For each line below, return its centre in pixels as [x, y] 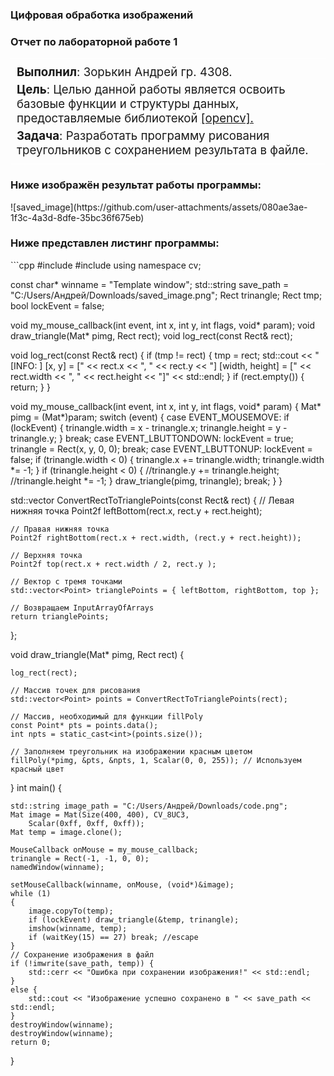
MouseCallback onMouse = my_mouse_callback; [104, 849]
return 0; [31, 1042]
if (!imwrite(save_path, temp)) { [82, 963]
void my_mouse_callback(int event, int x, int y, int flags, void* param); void [163, 325]
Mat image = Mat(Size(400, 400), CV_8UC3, [100, 814]
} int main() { [36, 787]
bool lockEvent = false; [57, 305]
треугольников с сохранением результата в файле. [162, 150]
